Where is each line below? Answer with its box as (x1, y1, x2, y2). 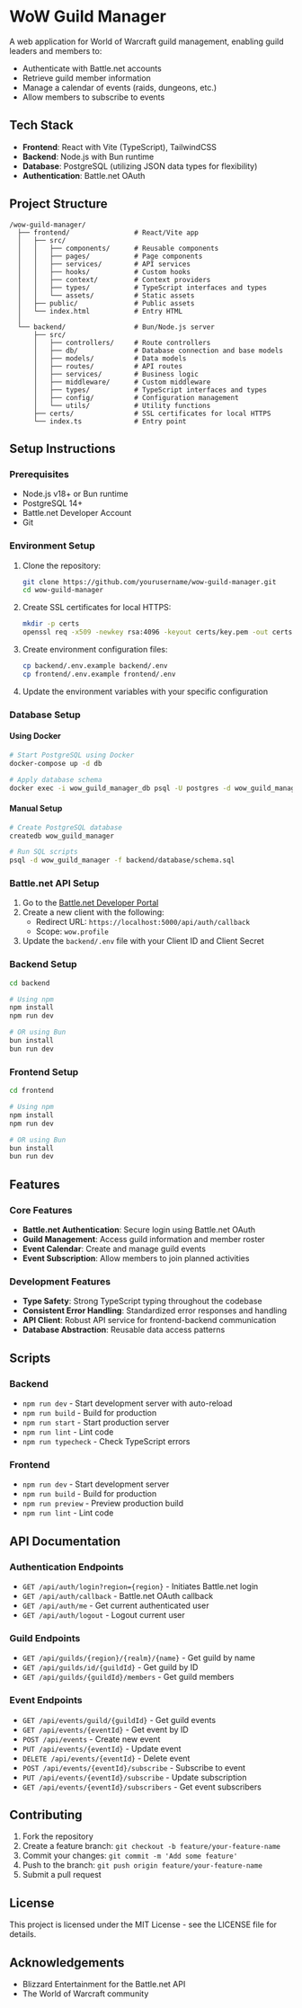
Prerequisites (9, 467, 69, 480)
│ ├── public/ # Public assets (17, 298, 195, 307)
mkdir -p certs (22, 619, 80, 628)
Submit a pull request (22, 1870, 102, 1880)
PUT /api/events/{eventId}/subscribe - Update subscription (22, 1772, 247, 1782)
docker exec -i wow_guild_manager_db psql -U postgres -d (9, 784, 231, 793)
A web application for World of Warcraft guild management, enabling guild (9, 36, 284, 47)
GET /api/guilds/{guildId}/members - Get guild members (22, 1672, 235, 1683)
